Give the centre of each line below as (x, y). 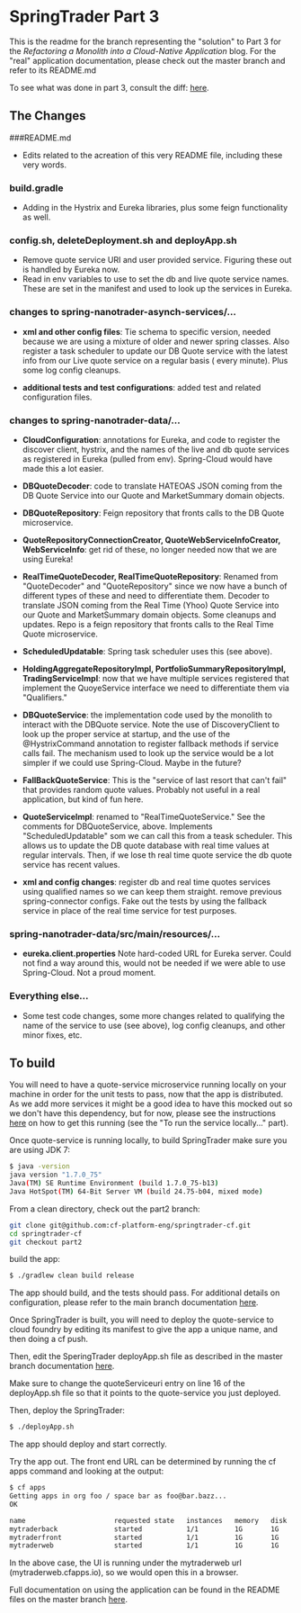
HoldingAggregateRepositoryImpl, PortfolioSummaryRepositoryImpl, (154, 669)
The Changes (48, 116)
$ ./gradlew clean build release (72, 1275)
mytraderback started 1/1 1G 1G (144, 1529)
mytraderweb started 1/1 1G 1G (144, 1545)
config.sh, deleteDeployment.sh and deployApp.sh (123, 240)
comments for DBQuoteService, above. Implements (117, 826)
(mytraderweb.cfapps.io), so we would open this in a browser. (124, 1572)
